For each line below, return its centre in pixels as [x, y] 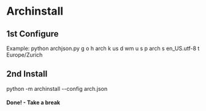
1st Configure [33, 34]
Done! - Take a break [33, 102]
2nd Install [27, 74]
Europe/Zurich [25, 55]
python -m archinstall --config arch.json [57, 88]
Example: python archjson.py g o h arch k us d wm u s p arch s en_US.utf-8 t [103, 48]
